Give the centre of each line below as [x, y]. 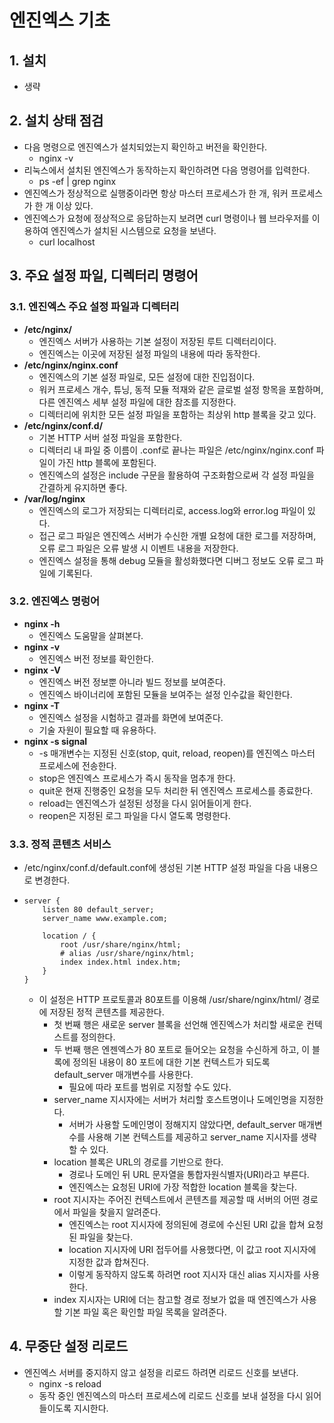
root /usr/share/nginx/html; [121, 945]
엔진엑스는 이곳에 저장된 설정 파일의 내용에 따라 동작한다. [149, 353]
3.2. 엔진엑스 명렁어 [55, 601]
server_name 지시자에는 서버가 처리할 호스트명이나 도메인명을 [175, 1100]
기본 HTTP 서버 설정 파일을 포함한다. [110, 437]
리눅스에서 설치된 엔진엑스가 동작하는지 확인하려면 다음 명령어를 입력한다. [167, 170]
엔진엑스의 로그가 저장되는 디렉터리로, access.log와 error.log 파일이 [172, 510]
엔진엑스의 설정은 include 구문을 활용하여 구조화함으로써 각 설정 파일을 [176, 475]
